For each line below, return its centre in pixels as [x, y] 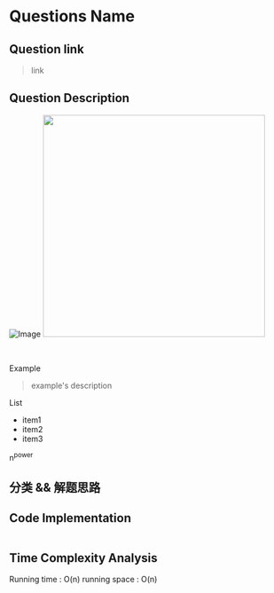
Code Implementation [70, 518]
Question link [47, 49]
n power [21, 456]
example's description [71, 385]
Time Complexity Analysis [83, 558]
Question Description [70, 98]
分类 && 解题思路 [55, 487]
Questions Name [72, 16]
